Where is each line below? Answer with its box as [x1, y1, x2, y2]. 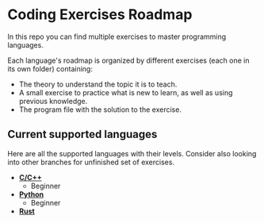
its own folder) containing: [7, 63, 93, 73]
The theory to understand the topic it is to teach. [18, 79, 178, 89]
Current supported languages [7, 128, 158, 141]
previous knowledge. [18, 96, 88, 106]
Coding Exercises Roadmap [7, 6, 193, 24]
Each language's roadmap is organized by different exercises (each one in [7, 56, 250, 65]
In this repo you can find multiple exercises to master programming [7, 32, 227, 41]
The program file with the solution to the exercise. [18, 105, 182, 114]
